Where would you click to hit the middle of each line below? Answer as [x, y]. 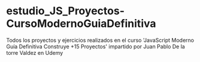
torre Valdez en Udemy [35, 52]
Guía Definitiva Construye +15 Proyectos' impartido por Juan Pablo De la [96, 46]
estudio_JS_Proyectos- [65, 11]
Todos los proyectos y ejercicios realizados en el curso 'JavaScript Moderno [100, 40]
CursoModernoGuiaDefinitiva [81, 24]
